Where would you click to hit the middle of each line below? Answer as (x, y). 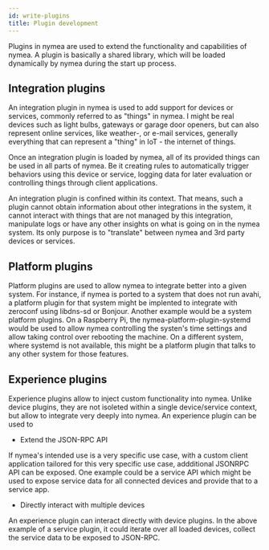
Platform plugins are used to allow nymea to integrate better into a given (128, 286)
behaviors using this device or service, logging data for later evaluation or (130, 174)
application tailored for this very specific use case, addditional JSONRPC (129, 463)
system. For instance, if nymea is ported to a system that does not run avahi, (135, 295)
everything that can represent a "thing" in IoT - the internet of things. (122, 142)
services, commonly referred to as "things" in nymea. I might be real (121, 116)
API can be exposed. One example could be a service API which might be (130, 472)
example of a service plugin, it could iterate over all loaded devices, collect (132, 529)
